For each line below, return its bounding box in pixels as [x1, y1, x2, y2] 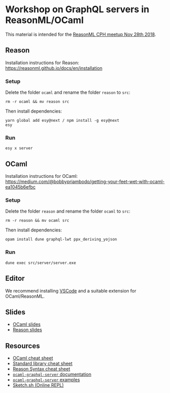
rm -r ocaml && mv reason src [5, 99, 70, 104]
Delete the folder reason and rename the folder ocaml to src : [5, 208, 131, 215]
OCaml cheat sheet [12, 355, 53, 361]
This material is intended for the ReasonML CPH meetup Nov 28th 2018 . [5, 31, 156, 37]
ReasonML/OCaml [5, 14, 84, 26]
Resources [5, 342, 40, 350]
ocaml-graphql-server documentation [12, 371, 92, 378]
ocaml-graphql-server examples [12, 377, 80, 383]
